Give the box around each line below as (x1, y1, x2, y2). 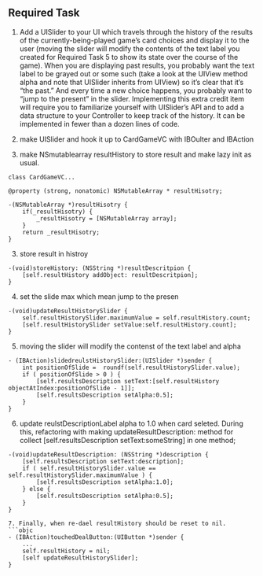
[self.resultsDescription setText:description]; (22, 457, 184, 465)
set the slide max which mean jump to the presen (19, 291, 179, 301)
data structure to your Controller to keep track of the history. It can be (19, 110, 246, 120)
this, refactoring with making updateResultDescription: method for (19, 426, 234, 436)
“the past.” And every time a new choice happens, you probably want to (19, 86, 253, 95)
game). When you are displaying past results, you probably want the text (19, 61, 255, 70)
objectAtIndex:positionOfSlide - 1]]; (8, 384, 135, 392)
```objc (8, 526, 34, 534)
